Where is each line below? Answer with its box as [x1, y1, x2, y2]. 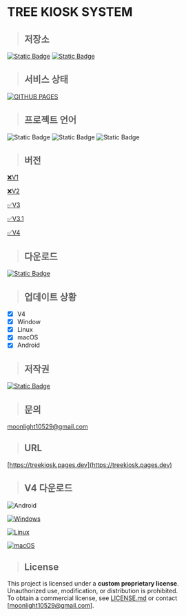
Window [17, 318, 41, 326]
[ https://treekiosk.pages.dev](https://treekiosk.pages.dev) [7, 460, 172, 469]
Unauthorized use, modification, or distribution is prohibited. [7, 587, 178, 595]
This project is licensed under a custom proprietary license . [7, 579, 179, 588]
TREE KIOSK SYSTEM [7, 4, 133, 20]
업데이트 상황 [23, 291, 77, 303]
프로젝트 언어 [23, 115, 77, 126]
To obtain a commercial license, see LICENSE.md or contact [7, 594, 178, 602]
